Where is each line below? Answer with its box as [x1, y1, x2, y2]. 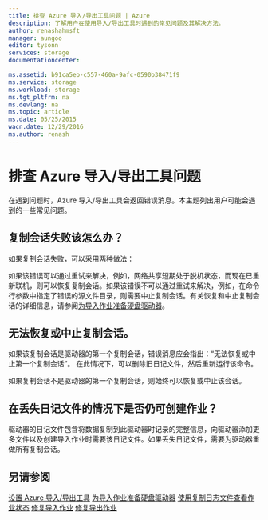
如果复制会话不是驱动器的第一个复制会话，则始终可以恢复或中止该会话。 [8, 376, 246, 386]
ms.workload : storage [8, 86, 81, 94]
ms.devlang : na [8, 101, 59, 109]
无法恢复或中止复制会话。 [8, 326, 134, 340]
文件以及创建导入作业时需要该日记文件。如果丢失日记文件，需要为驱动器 [14, 434, 253, 444]
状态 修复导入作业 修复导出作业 [14, 502, 117, 512]
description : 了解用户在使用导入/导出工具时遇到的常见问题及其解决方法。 [8, 19, 225, 27]
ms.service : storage [8, 78, 77, 86]
